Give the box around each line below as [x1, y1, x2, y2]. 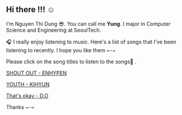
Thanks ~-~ [6, 103, 35, 110]
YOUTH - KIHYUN [6, 80, 50, 87]
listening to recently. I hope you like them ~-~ [6, 46, 116, 53]
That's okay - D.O [6, 92, 49, 99]
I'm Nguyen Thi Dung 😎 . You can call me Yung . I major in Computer [6, 20, 171, 27]
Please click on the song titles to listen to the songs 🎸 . [6, 58, 137, 65]
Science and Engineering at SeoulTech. [6, 26, 102, 33]
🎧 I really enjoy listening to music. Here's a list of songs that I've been [6, 38, 177, 45]
